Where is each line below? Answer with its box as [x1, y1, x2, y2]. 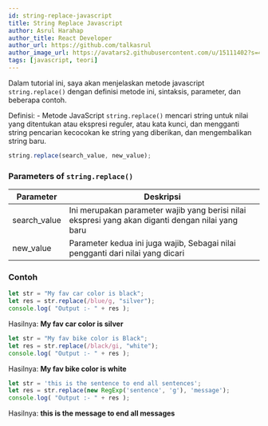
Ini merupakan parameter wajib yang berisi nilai [69, 205, 246, 216]
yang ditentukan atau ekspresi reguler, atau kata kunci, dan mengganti [8, 119, 239, 129]
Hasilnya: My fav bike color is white [8, 364, 127, 373]
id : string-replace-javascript [8, 11, 112, 20]
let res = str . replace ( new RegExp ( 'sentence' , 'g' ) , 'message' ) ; [8, 387, 231, 395]
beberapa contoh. [8, 95, 67, 105]
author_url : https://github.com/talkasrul [8, 42, 152, 50]
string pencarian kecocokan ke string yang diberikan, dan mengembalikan [8, 127, 252, 137]
